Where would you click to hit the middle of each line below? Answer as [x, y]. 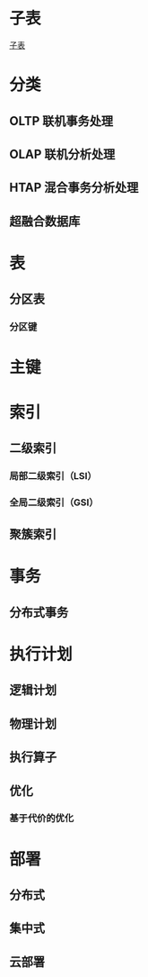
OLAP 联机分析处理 [62, 154]
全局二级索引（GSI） [54, 502]
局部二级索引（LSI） [53, 475]
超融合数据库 [45, 221]
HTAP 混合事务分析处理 [74, 188]
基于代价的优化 [42, 819]
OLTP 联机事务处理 [61, 121]
